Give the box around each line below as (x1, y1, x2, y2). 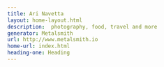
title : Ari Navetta (7, 10, 64, 17)
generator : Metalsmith (7, 29, 73, 37)
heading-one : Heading (7, 50, 70, 57)
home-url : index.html (7, 43, 70, 50)
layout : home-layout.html (7, 17, 82, 24)
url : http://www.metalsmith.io (7, 36, 98, 43)
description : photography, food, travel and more (7, 23, 158, 30)
